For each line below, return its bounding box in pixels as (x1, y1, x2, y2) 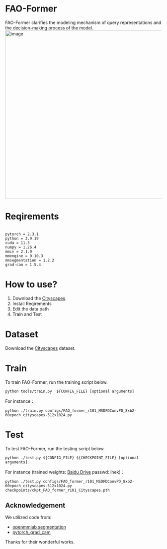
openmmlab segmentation (12, 524, 66, 530)
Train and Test (12, 311, 42, 317)
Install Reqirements (12, 300, 52, 306)
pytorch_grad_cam (12, 530, 51, 536)
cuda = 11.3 (5, 240, 30, 245)
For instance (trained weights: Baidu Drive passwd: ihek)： (5, 469, 125, 475)
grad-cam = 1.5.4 (5, 262, 41, 267)
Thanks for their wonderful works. (5, 539, 75, 545)
